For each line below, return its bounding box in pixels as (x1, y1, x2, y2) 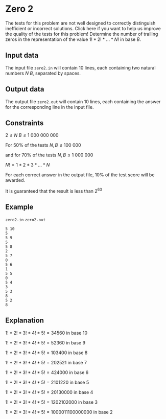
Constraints (5, 119, 44, 127)
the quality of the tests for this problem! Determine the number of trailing (5, 31, 158, 37)
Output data (5, 85, 44, 94)
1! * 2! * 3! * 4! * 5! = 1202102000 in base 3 (5, 399, 98, 405)
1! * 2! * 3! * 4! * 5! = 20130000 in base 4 (5, 389, 93, 395)
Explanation (5, 316, 44, 325)
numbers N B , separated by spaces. (5, 70, 81, 76)
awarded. (5, 177, 26, 183)
